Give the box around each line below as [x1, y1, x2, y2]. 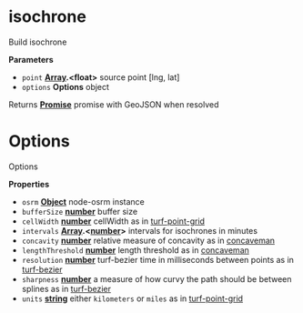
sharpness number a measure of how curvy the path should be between [21, 273, 292, 284]
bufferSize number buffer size [21, 206, 138, 217]
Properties [8, 178, 50, 189]
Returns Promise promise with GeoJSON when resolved [8, 98, 219, 110]
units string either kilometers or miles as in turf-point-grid [21, 293, 243, 304]
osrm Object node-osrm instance [21, 196, 145, 207]
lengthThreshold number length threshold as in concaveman [21, 244, 249, 256]
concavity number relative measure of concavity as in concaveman [21, 235, 275, 246]
